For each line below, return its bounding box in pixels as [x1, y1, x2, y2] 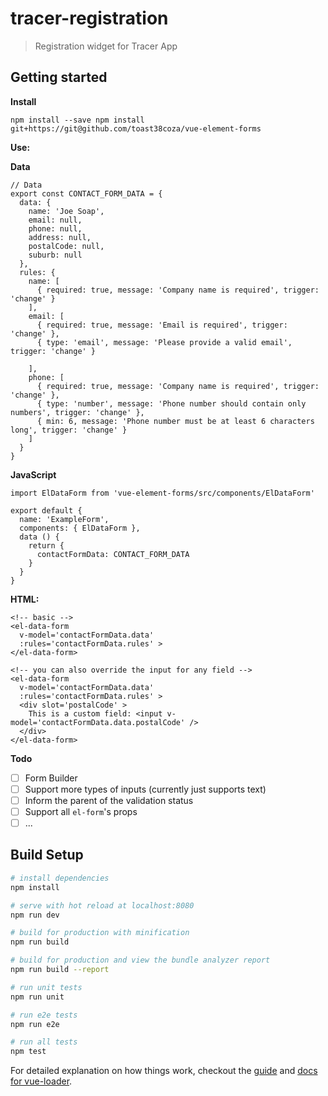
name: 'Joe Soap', [28, 206, 105, 216]
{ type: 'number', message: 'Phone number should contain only [36, 398, 307, 409]
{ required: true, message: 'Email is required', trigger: [36, 320, 288, 330]
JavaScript [10, 468, 57, 481]
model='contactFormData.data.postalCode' [10, 717, 186, 727]
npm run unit [10, 992, 65, 1002]
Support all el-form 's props [24, 805, 138, 817]
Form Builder [24, 772, 78, 784]
